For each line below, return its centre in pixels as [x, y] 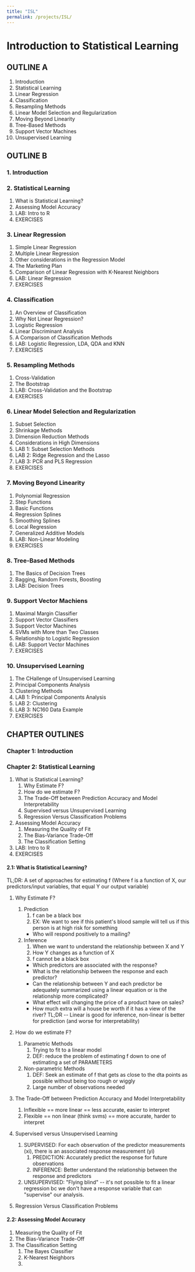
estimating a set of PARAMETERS [72, 1063]
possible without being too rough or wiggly [84, 1081]
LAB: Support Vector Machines [52, 644]
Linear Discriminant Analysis [49, 331]
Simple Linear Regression [46, 247]
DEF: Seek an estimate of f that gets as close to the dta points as [110, 1075]
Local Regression [36, 526]
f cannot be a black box [61, 959]
